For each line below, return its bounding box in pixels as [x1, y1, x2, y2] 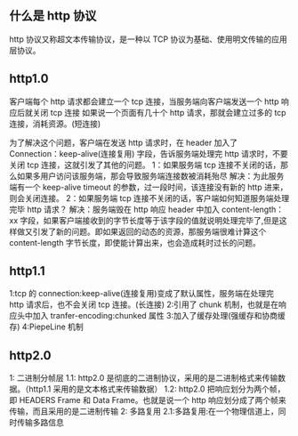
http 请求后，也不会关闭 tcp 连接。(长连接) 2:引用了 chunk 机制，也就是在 [9, 299, 278, 310]
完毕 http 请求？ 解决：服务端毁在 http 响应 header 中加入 [9, 204, 221, 214]
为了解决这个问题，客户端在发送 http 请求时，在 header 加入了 [9, 137, 238, 148]
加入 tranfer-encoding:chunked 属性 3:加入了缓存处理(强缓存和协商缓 [32, 311, 286, 321]
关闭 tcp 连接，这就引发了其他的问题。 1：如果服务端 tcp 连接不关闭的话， [9, 159, 281, 170]
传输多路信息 [16, 417, 64, 428]
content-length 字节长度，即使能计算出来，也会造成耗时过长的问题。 [9, 237, 261, 247]
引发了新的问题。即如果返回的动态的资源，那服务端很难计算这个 [32, 226, 267, 237]
